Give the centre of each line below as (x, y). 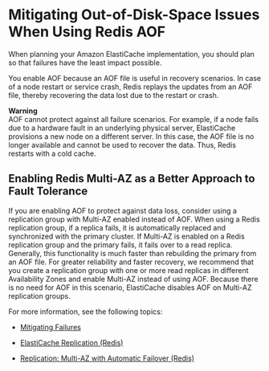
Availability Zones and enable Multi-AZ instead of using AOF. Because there (133, 279)
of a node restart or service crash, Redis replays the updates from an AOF (130, 87)
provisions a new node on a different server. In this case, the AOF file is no (131, 136)
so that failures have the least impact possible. (85, 63)
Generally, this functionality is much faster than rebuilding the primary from (132, 253)
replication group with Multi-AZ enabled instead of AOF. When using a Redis (134, 219)
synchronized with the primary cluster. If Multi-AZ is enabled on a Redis (126, 236)
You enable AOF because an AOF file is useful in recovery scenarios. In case (135, 78)
